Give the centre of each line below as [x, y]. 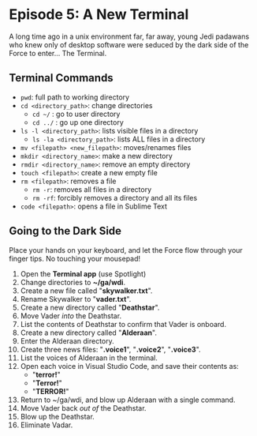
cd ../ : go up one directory [78, 122]
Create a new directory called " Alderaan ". [88, 333]
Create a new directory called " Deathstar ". [90, 307]
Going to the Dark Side [65, 231]
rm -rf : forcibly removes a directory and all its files [115, 197]
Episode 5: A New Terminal [99, 15]
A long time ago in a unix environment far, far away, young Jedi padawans [129, 36]
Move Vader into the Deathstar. [71, 316]
